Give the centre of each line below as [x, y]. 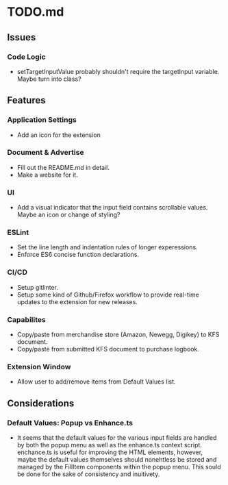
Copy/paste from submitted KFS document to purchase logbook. [108, 349]
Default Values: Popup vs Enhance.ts [70, 423]
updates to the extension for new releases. [77, 301]
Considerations [41, 403]
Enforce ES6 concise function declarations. [78, 255]
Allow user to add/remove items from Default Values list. [96, 382]
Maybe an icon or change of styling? [68, 215]
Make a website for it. [48, 175]
